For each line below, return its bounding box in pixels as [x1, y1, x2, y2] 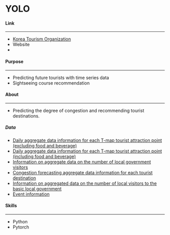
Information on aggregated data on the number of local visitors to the [12, 180, 157, 186]
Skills [5, 203, 17, 209]
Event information [12, 191, 50, 197]
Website [12, 42, 30, 48]
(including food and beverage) [12, 153, 76, 160]
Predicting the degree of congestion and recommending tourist [12, 107, 144, 113]
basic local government [12, 185, 62, 191]
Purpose [5, 58, 24, 64]
